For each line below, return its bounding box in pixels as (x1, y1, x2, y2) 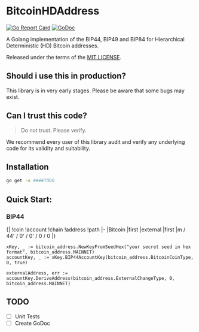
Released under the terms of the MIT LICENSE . (6, 53, 121, 61)
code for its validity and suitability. (6, 144, 91, 152)
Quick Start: (6, 194, 52, 204)
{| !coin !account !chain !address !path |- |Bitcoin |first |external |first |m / (6, 226, 186, 233)
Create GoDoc (14, 319, 51, 327)
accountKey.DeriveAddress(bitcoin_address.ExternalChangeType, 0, (6, 275, 175, 281)
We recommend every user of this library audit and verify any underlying (6, 138, 185, 145)
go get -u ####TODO (6, 178, 55, 184)
